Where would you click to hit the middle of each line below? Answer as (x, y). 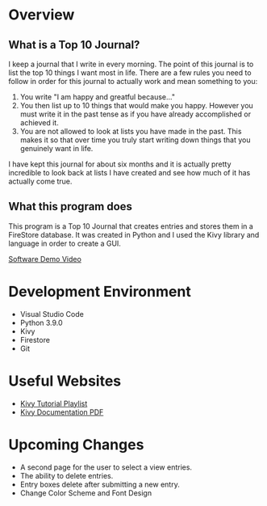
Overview (42, 15)
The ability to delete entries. (67, 475)
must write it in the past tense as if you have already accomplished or (136, 114)
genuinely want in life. (56, 148)
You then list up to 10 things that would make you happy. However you (137, 105)
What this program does (71, 207)
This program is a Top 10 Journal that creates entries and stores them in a (131, 226)
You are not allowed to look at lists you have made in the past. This (131, 131)
